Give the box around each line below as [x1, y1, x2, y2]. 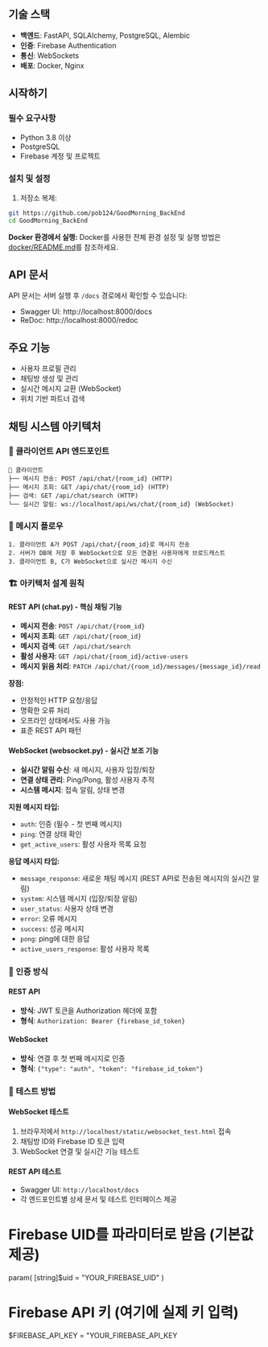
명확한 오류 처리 [19, 706, 70, 715]
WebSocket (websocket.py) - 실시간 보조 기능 [8, 745, 159, 755]
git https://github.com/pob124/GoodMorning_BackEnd [8, 208, 185, 217]
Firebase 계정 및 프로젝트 [19, 151, 101, 161]
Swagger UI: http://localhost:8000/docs [19, 307, 153, 316]
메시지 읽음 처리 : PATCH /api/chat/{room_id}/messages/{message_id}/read [19, 661, 261, 671]
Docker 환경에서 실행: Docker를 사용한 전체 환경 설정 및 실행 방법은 [8, 232, 221, 241]
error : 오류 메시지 [19, 914, 77, 924]
